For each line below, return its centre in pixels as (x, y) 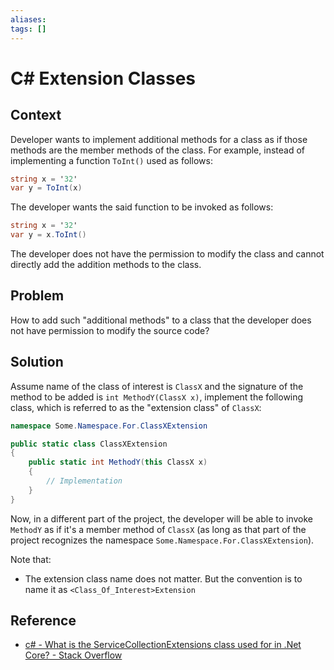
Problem (37, 296)
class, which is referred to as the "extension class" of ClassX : (136, 407)
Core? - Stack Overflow (73, 655)
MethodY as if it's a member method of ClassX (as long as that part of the (158, 529)
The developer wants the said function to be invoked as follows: (142, 207)
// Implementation (84, 481)
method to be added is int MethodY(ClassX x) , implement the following (157, 397)
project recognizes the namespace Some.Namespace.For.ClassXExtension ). (162, 540)
